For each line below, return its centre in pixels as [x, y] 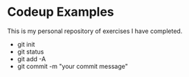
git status [30, 52]
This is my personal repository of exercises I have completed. [95, 31]
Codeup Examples [61, 12]
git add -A [31, 58]
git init [26, 44]
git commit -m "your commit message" [72, 66]
